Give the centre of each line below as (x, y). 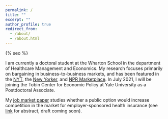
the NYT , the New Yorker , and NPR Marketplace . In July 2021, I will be (78, 79)
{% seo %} (17, 53)
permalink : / (19, 10)
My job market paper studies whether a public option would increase (77, 100)
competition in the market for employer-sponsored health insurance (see (81, 105)
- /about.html (25, 39)
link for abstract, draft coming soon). (44, 111)
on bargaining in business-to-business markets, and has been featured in (82, 74)
